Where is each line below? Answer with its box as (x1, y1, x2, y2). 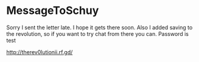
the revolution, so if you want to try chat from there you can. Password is (6, 30, 189, 37)
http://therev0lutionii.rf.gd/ (6, 48, 73, 55)
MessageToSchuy (6, 4, 99, 18)
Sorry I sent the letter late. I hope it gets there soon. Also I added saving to (6, 24, 193, 31)
